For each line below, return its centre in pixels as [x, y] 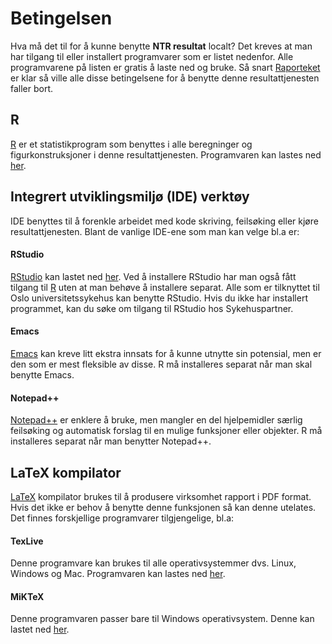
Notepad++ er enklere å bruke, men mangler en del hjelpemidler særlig [156, 420]
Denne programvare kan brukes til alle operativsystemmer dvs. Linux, [153, 563]
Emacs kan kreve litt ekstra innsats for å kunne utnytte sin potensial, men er [166, 353]
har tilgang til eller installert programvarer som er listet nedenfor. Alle [152, 56]
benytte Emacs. [42, 374]
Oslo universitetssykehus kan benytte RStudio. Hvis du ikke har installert [159, 298]
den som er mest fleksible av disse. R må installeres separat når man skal [161, 364]
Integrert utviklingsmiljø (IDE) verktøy [130, 197]
